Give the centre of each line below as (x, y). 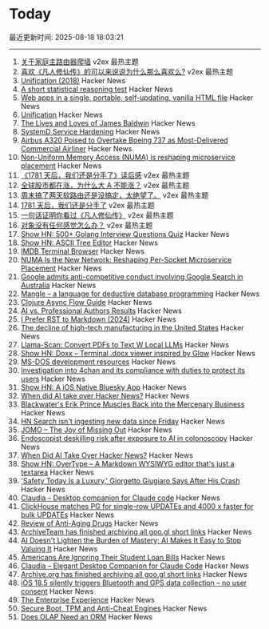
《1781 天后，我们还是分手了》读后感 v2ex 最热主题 (105, 175)
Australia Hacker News (58, 285)
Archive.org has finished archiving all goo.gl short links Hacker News (134, 574)
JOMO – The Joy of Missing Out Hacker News (96, 430)
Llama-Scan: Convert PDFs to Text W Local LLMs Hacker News (125, 344)
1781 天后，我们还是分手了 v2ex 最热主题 (87, 205)
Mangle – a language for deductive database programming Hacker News (140, 294)
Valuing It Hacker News (59, 548)
